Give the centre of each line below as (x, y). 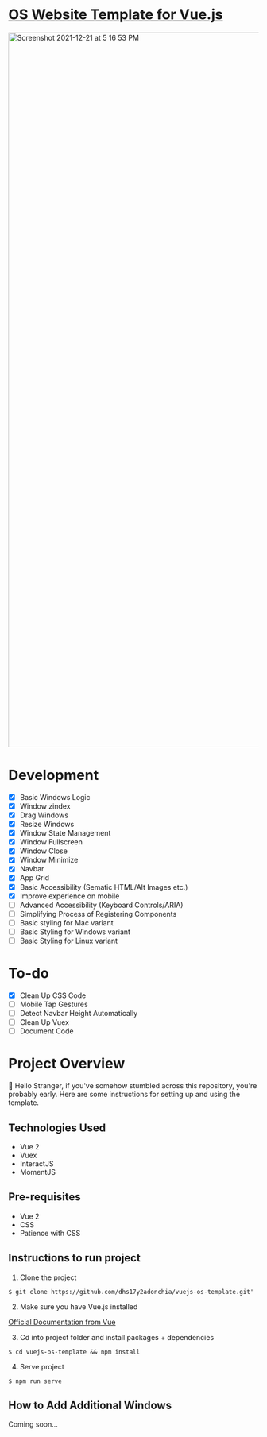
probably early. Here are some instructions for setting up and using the (124, 1095)
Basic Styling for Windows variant (75, 932)
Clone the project (48, 1277)
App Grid (35, 878)
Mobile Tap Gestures (54, 1004)
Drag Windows (44, 815)
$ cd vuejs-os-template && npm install (74, 1352)
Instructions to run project (74, 1258)
